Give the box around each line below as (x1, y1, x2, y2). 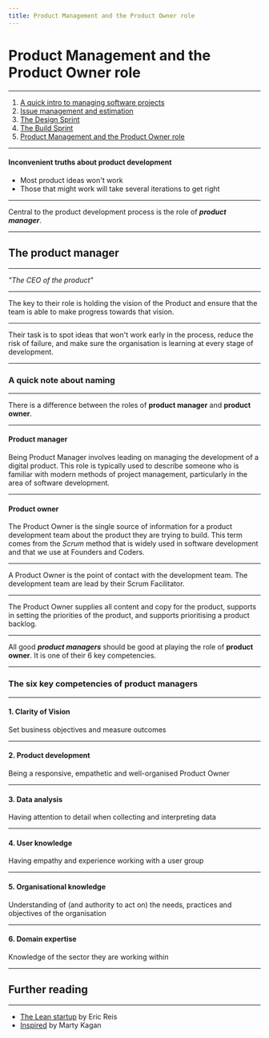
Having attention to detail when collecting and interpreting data (8, 812, 216, 822)
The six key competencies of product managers (8, 678, 199, 690)
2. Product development (8, 751, 90, 760)
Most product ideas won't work (19, 175, 123, 185)
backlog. (8, 619, 38, 629)
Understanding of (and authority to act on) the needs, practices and (8, 900, 232, 910)
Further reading (8, 983, 88, 996)
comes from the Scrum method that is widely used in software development (8, 539, 259, 548)
